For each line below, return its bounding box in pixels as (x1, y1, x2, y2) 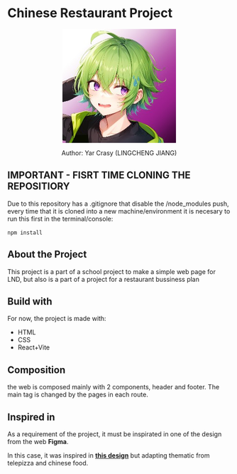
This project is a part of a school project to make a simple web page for (7, 267, 216, 275)
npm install (7, 229, 43, 236)
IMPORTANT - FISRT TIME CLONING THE (7, 169, 191, 181)
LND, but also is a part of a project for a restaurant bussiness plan (7, 275, 200, 283)
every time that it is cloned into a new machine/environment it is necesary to (7, 206, 231, 215)
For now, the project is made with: (7, 315, 106, 323)
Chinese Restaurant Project (7, 5, 172, 21)
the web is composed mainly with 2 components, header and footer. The (7, 383, 220, 391)
